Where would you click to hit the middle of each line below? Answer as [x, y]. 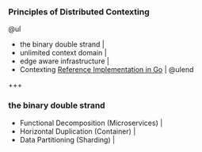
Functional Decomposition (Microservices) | [91, 123]
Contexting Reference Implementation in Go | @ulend [107, 70]
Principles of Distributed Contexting [79, 12]
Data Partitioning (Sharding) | [67, 139]
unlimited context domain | [63, 53]
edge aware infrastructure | [64, 61]
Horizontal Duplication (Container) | [78, 131]
